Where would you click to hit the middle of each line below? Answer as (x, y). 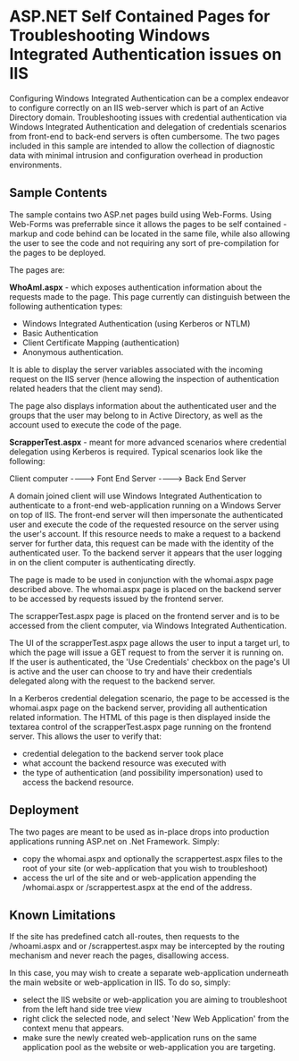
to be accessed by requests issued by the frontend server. (117, 598)
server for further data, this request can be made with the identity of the (142, 543)
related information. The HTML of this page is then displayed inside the (140, 717)
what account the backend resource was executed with (124, 763)
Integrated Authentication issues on (145, 55)
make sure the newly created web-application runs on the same (139, 1038)
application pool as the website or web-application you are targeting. (149, 1048)
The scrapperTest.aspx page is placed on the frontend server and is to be (145, 615)
